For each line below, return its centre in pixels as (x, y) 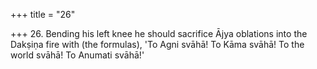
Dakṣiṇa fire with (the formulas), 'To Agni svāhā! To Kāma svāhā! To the (157, 44)
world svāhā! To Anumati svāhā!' (77, 55)
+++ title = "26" (43, 14)
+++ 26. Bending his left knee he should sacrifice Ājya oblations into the (159, 33)
